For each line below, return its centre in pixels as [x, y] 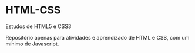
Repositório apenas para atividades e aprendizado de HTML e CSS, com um [97, 37]
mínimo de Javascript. [32, 44]
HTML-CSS [33, 10]
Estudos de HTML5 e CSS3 [38, 26]
